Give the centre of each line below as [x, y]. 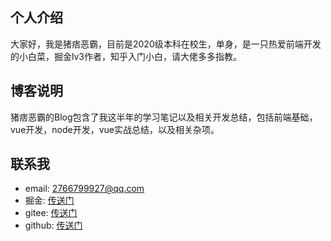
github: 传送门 [53, 225]
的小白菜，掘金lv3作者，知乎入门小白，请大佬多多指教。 [126, 56]
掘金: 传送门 [49, 200]
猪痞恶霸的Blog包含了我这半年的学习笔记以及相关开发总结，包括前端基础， [164, 117]
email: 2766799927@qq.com [84, 189]
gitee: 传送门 [51, 213]
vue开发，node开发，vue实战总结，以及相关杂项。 [115, 129]
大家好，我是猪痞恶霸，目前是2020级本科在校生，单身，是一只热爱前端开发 [166, 44]
